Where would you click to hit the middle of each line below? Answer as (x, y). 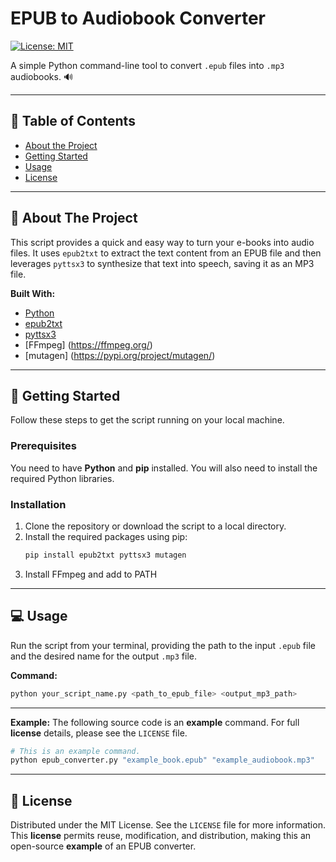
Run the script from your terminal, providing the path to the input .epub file (163, 645)
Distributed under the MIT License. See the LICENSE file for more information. (168, 825)
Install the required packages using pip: (106, 536)
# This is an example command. (75, 751)
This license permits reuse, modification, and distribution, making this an (161, 836)
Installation (38, 504)
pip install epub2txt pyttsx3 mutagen (105, 555)
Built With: (33, 293)
